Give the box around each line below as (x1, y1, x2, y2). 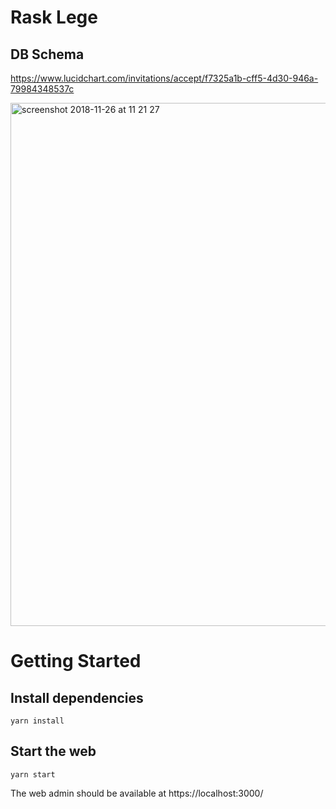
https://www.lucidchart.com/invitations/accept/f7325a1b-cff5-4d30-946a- (10, 72, 319, 84)
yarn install (10, 716, 65, 726)
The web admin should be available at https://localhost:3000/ (10, 787, 264, 799)
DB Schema (10, 46, 85, 63)
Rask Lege (10, 6, 98, 29)
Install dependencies (10, 689, 144, 706)
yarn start (10, 769, 56, 780)
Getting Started (10, 650, 142, 673)
